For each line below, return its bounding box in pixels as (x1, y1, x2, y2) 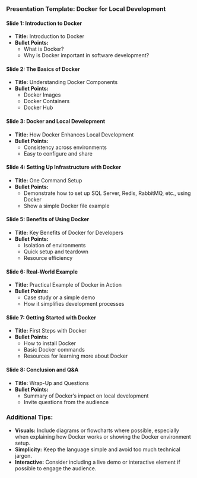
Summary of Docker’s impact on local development (23, 392, 149, 399)
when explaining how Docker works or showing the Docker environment (14, 433, 191, 440)
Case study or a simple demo (23, 294, 96, 301)
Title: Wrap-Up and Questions (14, 379, 89, 386)
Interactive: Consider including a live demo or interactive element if (14, 458, 181, 465)
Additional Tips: (6, 413, 53, 421)
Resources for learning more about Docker (23, 352, 128, 359)
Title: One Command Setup (14, 176, 82, 184)
